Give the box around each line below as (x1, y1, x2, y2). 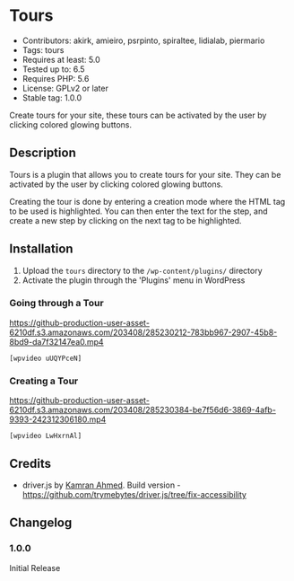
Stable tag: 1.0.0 (22, 92, 82, 103)
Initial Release (9, 562, 61, 573)
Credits (9, 455, 52, 471)
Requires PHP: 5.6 (22, 73, 90, 84)
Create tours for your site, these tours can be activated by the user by (9, 110, 267, 120)
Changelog (9, 515, 73, 531)
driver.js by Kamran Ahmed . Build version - (22, 480, 181, 490)
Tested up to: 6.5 (22, 64, 85, 75)
